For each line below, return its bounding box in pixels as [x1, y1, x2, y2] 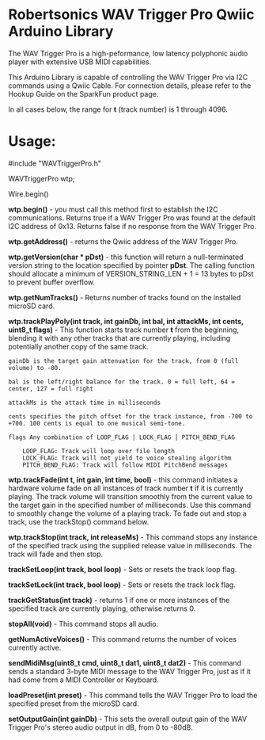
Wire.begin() [8, 189, 49, 199]
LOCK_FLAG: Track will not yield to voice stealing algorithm [22, 454, 232, 462]
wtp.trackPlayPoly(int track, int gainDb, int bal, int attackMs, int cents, [8, 316, 244, 326]
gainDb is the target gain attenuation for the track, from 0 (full [8, 357, 239, 365]
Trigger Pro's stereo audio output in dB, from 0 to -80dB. [8, 723, 194, 732]
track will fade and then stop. [8, 549, 104, 559]
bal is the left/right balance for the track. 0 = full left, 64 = [8, 378, 236, 386]
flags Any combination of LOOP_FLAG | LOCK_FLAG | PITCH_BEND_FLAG [8, 433, 236, 441]
